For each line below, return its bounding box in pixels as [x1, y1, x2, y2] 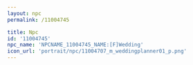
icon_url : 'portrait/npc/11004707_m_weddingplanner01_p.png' [7, 48, 187, 55]
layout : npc [7, 10, 42, 17]
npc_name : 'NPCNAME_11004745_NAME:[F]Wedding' [7, 42, 144, 49]
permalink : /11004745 [7, 16, 70, 23]
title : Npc [7, 29, 39, 36]
